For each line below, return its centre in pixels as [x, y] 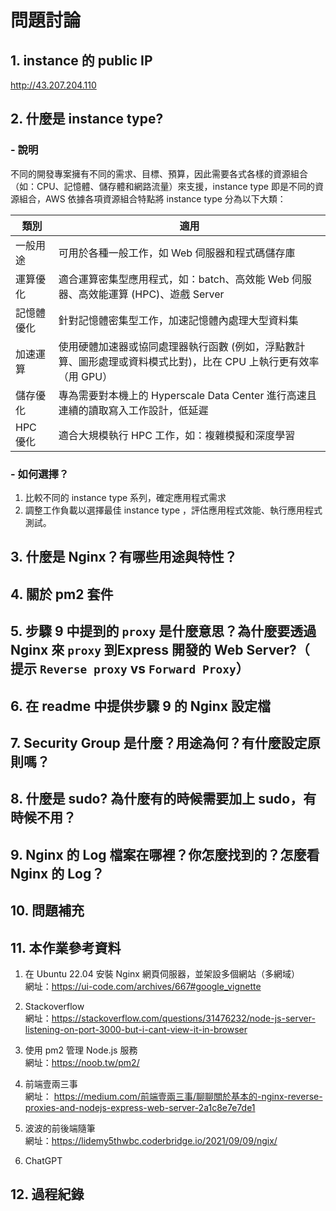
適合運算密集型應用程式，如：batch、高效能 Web [174, 279]
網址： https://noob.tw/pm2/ [82, 1062]
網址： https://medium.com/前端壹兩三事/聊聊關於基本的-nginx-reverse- [173, 1096]
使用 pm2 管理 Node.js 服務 [81, 1050]
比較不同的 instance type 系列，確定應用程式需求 [125, 497]
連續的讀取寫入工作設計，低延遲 [133, 410]
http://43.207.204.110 [53, 85]
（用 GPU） [85, 376]
